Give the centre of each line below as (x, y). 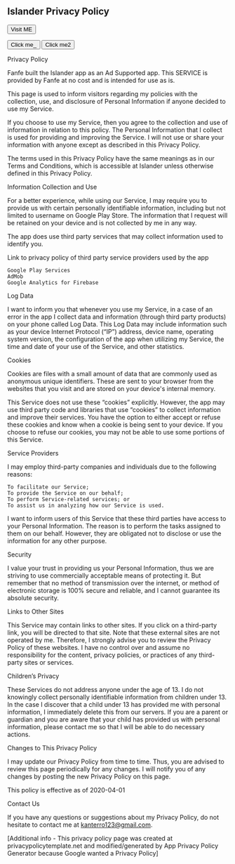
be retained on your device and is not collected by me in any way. (102, 222)
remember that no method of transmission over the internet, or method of (113, 583)
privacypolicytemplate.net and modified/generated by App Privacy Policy (113, 846)
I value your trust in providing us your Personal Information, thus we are (110, 568)
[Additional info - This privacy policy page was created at (90, 838)
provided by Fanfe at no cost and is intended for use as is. (91, 80)
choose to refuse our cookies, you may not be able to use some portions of (116, 432)
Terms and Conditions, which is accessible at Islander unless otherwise (110, 166)
